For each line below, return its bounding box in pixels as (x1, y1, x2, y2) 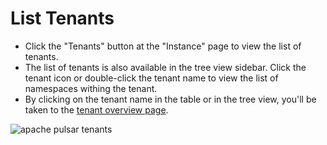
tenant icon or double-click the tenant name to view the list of (24, 72, 279, 84)
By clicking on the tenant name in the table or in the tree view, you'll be (24, 93, 317, 105)
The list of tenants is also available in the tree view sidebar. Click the (24, 61, 307, 73)
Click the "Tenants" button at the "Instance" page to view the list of (24, 40, 302, 52)
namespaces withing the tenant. (24, 82, 158, 94)
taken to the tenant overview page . (24, 103, 169, 116)
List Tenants (10, 7, 115, 30)
